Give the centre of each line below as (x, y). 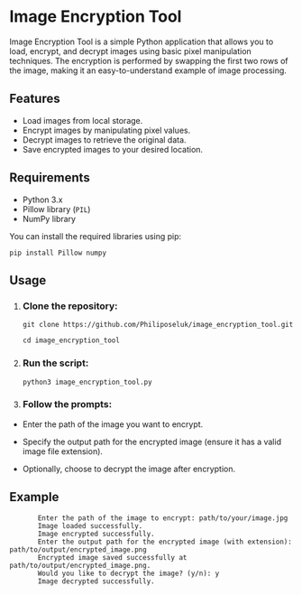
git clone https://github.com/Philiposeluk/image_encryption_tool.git (158, 325)
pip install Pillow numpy (58, 253)
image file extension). (63, 451)
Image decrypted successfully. (96, 581)
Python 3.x (42, 200)
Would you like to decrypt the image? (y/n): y (128, 573)
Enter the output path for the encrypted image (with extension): (165, 542)
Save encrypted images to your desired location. (113, 149)
